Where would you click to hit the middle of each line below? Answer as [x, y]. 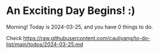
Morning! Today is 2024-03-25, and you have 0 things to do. [79, 27]
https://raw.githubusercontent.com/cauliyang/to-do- [87, 38]
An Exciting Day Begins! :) [71, 11]
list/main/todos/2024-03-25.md [45, 44]
